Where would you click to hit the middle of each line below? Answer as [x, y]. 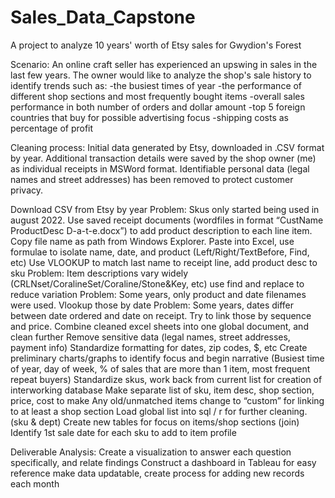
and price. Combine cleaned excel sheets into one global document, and [159, 326]
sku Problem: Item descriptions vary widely [99, 273]
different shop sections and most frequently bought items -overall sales [157, 96]
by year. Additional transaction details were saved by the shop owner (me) [163, 158]
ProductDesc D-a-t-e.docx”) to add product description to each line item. [161, 230]
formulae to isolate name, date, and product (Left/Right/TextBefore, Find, [160, 252]
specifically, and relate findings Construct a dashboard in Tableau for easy [163, 462]
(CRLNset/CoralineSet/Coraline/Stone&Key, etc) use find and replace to [157, 283]
